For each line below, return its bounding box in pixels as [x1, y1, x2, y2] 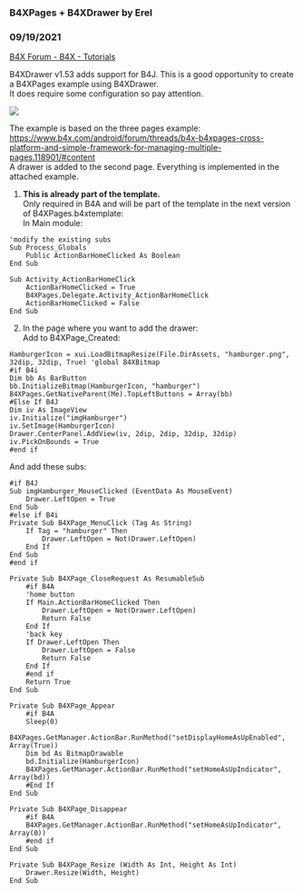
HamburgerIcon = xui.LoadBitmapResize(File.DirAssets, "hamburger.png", [9, 350, 290, 360]
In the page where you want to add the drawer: [22, 322, 199, 333]
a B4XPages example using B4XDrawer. [9, 79, 159, 90]
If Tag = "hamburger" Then [25, 527, 128, 536]
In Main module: [22, 218, 83, 229]
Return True [25, 678, 71, 687]
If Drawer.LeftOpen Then [25, 638, 120, 647]
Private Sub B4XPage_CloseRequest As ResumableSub [9, 574, 205, 583]
